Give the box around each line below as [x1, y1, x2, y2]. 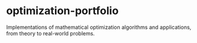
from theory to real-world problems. [6, 29, 95, 37]
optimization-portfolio [6, 4, 119, 18]
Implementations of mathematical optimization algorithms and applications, [6, 24, 192, 31]
